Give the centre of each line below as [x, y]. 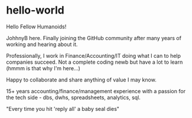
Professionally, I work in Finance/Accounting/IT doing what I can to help [94, 55]
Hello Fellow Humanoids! [36, 27]
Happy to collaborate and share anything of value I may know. [81, 80]
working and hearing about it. [42, 44]
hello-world [35, 10]
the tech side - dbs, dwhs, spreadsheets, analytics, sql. [73, 97]
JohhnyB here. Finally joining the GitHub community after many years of [94, 38]
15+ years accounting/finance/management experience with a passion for [96, 91]
